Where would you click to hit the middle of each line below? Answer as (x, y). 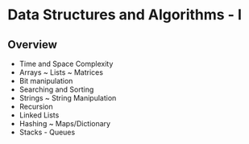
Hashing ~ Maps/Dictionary (64, 123)
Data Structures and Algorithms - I (125, 15)
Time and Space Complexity (66, 64)
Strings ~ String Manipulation (68, 98)
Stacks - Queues (47, 132)
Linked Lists (39, 115)
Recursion (36, 107)
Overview (33, 45)
